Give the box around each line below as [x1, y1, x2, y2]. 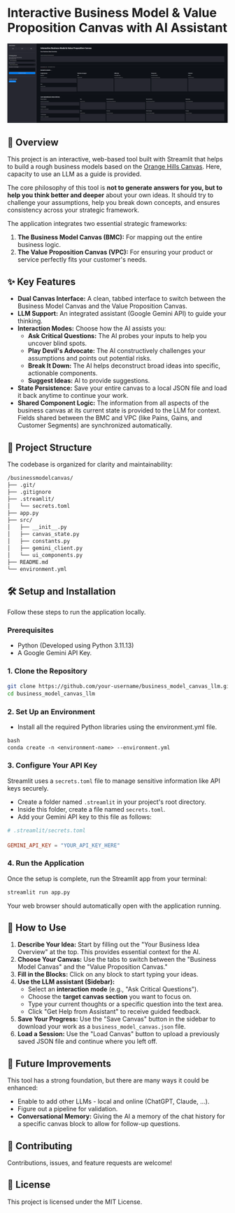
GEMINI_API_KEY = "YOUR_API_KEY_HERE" [7, 842, 120, 849]
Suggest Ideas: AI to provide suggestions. [27, 377, 150, 385]
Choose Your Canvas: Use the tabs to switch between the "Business [17, 956, 217, 964]
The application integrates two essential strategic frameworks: [7, 220, 187, 228]
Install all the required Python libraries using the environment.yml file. [17, 723, 218, 731]
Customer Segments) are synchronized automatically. [17, 421, 173, 429]
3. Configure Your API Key [7, 760, 98, 770]
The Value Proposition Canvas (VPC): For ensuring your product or [17, 248, 213, 257]
